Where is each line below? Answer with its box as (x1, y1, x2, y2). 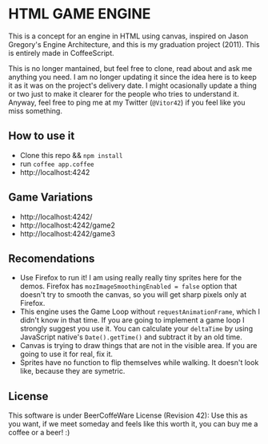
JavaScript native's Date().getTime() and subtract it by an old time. (19, 332, 242, 342)
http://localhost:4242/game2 (19, 220, 116, 230)
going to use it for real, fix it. (19, 349, 114, 359)
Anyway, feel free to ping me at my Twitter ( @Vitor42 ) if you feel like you (8, 97, 246, 107)
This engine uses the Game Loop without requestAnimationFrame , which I (19, 307, 260, 316)
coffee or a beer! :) (8, 428, 70, 438)
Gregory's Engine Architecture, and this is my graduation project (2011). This (8, 39, 260, 49)
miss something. (8, 105, 62, 116)
